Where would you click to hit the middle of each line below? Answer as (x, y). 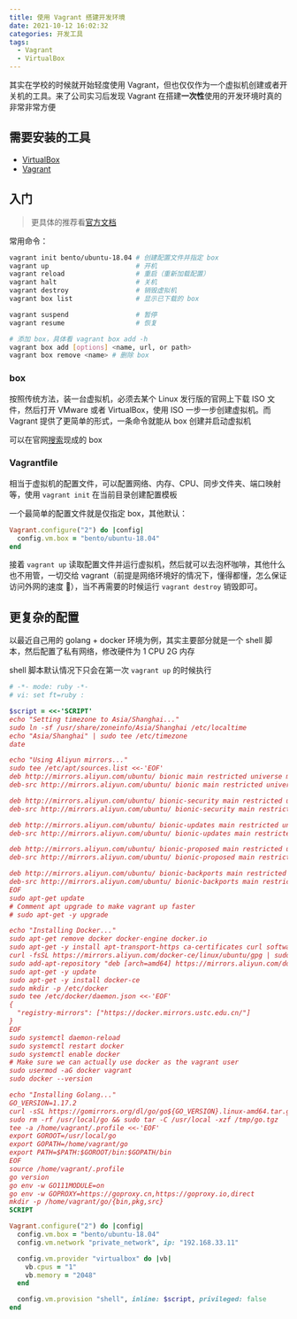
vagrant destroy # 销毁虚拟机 (93, 291)
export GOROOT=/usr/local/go (63, 1136)
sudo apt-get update (47, 898)
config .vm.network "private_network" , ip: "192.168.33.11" (128, 1242)
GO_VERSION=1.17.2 (43, 1103)
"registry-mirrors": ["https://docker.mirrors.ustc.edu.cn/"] (134, 1013)
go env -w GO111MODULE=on (57, 1185)
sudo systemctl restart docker (67, 1046)
